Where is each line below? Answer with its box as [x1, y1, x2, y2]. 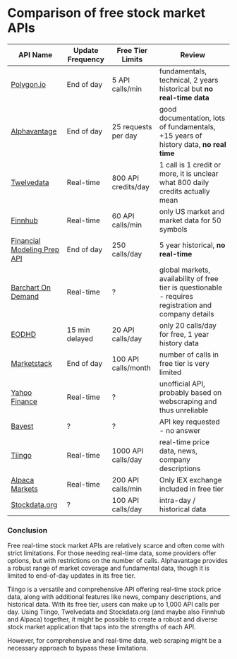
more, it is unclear [159, 168, 219, 178]
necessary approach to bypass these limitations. [7, 644, 148, 653]
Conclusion [7, 525, 48, 535]
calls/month [111, 362, 152, 372]
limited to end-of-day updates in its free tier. [7, 571, 136, 580]
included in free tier [159, 484, 224, 494]
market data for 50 [159, 215, 221, 225]
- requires [159, 291, 194, 301]
